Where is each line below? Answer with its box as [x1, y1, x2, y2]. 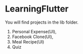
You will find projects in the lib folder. [5, 19, 79, 25]
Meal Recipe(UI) [12, 39, 44, 44]
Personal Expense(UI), [12, 28, 57, 34]
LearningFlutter [5, 3, 69, 14]
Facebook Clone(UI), [12, 34, 54, 40]
